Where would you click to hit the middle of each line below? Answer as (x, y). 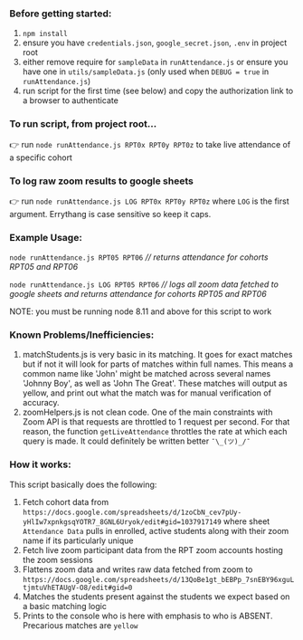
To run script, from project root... (83, 124)
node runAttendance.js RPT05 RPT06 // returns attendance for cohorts (139, 257)
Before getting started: (61, 14)
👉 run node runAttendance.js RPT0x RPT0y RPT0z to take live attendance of (150, 144)
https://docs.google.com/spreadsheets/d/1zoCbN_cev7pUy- (132, 512)
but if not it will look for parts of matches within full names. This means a (158, 364)
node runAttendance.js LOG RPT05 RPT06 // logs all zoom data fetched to (144, 284)
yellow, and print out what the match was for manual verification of (147, 393)
